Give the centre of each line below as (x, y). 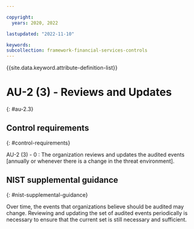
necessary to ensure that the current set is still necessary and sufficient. (96, 219)
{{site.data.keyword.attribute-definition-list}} (62, 68)
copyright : (20, 17)
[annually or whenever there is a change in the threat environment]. (90, 161)
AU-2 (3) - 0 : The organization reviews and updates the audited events (95, 154)
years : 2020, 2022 (35, 23)
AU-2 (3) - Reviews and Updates (89, 92)
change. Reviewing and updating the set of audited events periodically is (97, 213)
